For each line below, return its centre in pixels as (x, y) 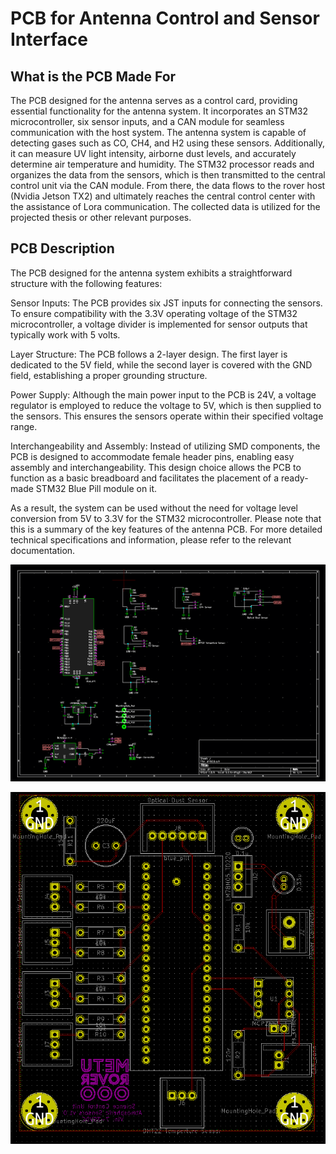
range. (24, 426)
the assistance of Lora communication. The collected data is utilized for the (165, 206)
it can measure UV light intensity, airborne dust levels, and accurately (153, 153)
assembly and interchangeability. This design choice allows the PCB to (156, 467)
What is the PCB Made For (93, 76)
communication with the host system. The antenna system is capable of (158, 132)
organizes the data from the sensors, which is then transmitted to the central (168, 175)
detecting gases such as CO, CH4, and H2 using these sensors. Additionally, (167, 143)
